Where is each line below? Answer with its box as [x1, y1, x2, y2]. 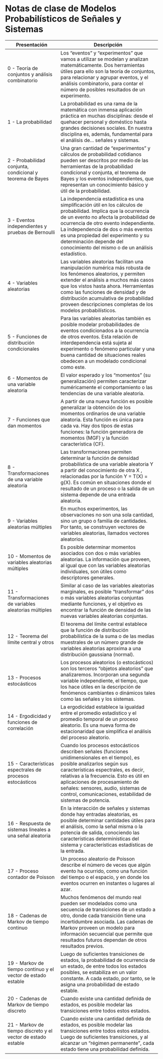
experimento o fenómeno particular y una [60, 345, 155, 352]
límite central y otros [7, 639, 54, 646]
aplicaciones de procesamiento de [60, 778, 139, 785]
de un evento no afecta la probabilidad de [60, 213, 155, 220]
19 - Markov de [7, 959, 44, 966]
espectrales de [7, 766, 42, 773]
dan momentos [7, 422, 42, 429]
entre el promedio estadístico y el [60, 710, 137, 716]
